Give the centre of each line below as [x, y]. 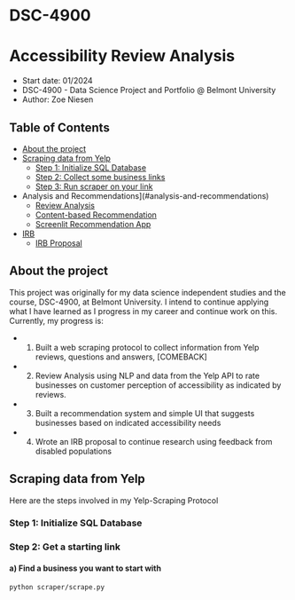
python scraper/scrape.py [57, 587]
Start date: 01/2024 [57, 81]
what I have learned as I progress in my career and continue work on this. [143, 311]
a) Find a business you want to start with [85, 568]
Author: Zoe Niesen [58, 99]
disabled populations [74, 451]
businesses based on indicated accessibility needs [128, 422]
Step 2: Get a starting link [65, 547]
